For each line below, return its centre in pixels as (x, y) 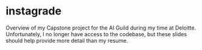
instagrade (34, 11)
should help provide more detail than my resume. (67, 40)
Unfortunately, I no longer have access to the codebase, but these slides (96, 34)
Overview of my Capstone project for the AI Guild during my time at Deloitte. (101, 28)
